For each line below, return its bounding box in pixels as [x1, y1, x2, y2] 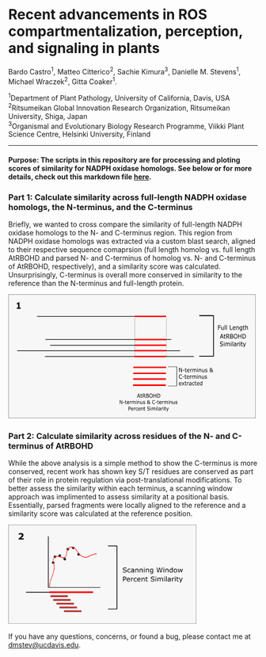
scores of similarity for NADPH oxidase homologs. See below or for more [8, 163, 253, 173]
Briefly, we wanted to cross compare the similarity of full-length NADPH [8, 220, 243, 229]
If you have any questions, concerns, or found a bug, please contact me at [8, 632, 251, 641]
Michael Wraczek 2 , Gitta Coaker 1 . [8, 75, 117, 86]
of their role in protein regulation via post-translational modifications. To [8, 476, 242, 485]
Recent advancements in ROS [8, 6, 207, 24]
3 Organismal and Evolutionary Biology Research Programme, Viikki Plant [8, 120, 245, 131]
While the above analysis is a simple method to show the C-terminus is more [8, 458, 258, 468]
